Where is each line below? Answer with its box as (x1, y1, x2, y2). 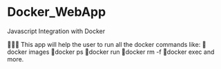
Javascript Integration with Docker (7, 27, 106, 35)
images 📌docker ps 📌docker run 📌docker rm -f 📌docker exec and (28, 48, 215, 56)
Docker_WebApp (7, 4, 106, 20)
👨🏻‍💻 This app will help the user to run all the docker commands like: (7, 40, 201, 48)
